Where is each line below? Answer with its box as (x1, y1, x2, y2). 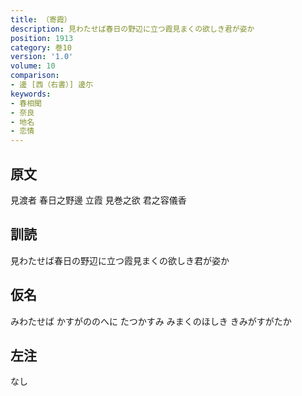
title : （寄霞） (10, 14, 72, 25)
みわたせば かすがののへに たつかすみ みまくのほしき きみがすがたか (10, 315, 292, 327)
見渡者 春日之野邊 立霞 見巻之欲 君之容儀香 (10, 194, 187, 206)
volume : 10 (10, 61, 56, 71)
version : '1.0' (10, 52, 74, 62)
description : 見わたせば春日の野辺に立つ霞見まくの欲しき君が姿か (10, 24, 255, 34)
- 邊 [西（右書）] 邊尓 (10, 80, 94, 90)
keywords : (10, 89, 52, 99)
